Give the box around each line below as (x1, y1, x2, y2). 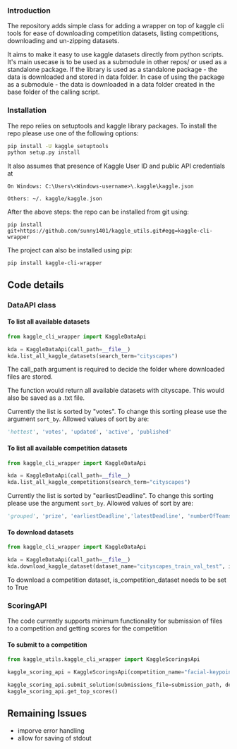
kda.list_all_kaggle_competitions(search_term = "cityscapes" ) (7, 479, 191, 486)
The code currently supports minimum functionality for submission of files (7, 616, 223, 626)
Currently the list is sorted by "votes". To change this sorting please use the (7, 408, 227, 416)
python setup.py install (7, 149, 80, 157)
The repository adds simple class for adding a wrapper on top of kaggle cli (7, 22, 224, 30)
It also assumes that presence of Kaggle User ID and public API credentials (7, 162, 226, 171)
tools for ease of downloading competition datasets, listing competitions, (7, 29, 219, 37)
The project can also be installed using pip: (7, 246, 133, 255)
